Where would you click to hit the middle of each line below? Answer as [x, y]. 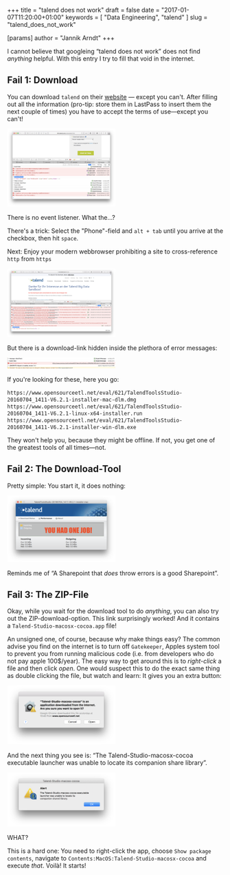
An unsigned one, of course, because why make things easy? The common [114, 639]
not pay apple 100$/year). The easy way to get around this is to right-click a [114, 661]
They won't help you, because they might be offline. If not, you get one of [111, 440]
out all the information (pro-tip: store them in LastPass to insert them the [109, 104]
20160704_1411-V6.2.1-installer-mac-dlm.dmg [72, 400]
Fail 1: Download [43, 80]
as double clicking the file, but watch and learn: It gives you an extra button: [114, 676]
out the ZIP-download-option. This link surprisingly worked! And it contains [113, 619]
